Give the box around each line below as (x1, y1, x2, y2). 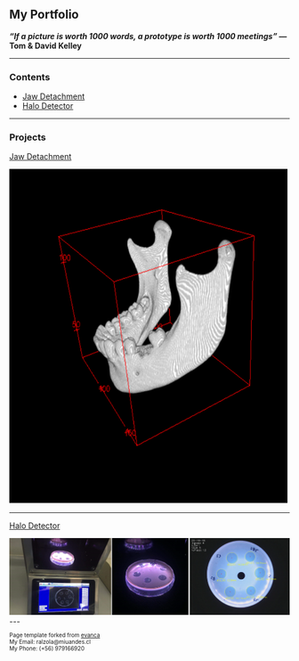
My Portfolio (9, 7, 79, 22)
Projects (9, 131, 46, 143)
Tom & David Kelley (9, 40, 82, 51)
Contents (9, 70, 51, 83)
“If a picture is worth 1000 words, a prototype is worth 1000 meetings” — (9, 30, 287, 41)
